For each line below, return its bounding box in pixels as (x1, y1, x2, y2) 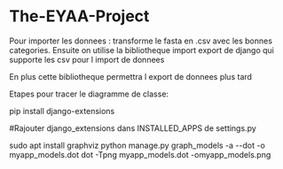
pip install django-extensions (9, 105, 115, 116)
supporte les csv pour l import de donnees (9, 54, 165, 65)
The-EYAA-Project (9, 6, 150, 27)
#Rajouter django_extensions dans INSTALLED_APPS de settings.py (9, 122, 257, 134)
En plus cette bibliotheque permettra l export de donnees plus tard (9, 71, 253, 81)
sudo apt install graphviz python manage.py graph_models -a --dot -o (9, 140, 266, 150)
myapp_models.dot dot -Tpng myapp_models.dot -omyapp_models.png (9, 149, 271, 160)
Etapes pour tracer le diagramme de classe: (9, 88, 169, 99)
